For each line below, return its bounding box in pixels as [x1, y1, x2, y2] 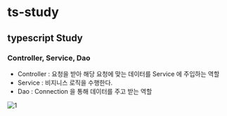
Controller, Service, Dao [7, 53, 91, 63]
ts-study [7, 4, 59, 20]
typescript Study [7, 32, 83, 44]
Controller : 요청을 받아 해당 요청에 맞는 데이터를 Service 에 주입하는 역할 [17, 69, 220, 78]
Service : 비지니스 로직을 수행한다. [17, 78, 113, 87]
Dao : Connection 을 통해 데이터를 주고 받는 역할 [17, 87, 153, 95]
